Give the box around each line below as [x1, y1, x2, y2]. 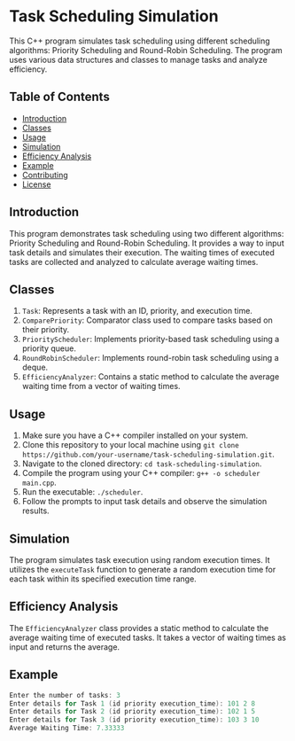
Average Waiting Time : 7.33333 [9, 724, 125, 733]
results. [21, 505, 50, 516]
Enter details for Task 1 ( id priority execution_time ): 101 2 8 [9, 698, 255, 708]
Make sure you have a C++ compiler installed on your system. [21, 430, 248, 441]
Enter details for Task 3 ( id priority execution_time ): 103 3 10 [9, 715, 260, 724]
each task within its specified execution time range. [9, 573, 197, 584]
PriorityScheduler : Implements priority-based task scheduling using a [21, 334, 280, 345]
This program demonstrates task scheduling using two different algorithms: [9, 228, 284, 238]
